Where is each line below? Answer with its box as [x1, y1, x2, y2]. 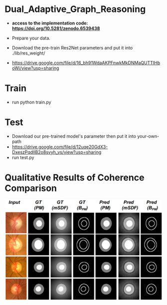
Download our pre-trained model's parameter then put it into [11, 133, 137, 139]
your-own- [137, 133, 160, 139]
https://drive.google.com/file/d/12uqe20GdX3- [11, 143, 108, 149]
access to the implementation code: [11, 20, 88, 26]
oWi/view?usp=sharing [11, 65, 59, 71]
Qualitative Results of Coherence [4, 172, 145, 183]
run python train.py [11, 99, 51, 105]
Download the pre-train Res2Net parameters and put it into [11, 44, 133, 50]
